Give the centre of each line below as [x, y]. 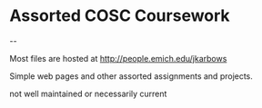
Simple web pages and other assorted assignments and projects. [131, 76]
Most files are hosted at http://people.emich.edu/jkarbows [118, 58]
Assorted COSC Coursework [120, 16]
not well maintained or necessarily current [88, 93]
